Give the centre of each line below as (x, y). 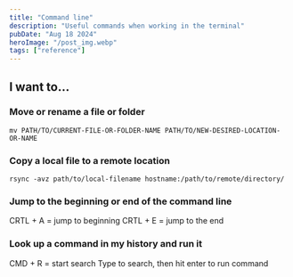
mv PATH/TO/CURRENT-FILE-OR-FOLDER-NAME (85, 130)
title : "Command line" (51, 17)
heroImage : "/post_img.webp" (63, 42)
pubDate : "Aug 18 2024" (53, 34)
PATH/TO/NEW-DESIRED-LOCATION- (222, 130)
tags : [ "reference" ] (48, 51)
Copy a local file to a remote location (90, 160)
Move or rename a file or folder (77, 112)
